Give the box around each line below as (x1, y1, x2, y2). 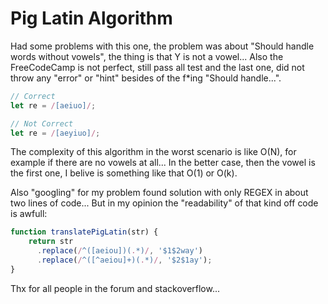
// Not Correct (10, 118, 74, 129)
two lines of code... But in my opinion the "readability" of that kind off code (10, 197, 319, 209)
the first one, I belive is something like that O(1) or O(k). (10, 167, 238, 179)
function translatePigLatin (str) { (10, 227, 159, 237)
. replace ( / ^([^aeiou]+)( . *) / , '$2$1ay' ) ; (36, 255, 213, 266)
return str (28, 237, 74, 247)
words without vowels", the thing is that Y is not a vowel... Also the (10, 50, 284, 62)
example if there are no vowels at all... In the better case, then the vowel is (10, 157, 316, 169)
